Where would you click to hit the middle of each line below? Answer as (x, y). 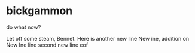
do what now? (24, 27)
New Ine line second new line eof (47, 45)
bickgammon (39, 11)
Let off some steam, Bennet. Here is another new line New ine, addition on (98, 38)
